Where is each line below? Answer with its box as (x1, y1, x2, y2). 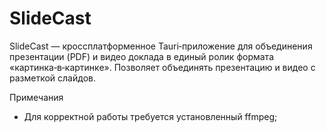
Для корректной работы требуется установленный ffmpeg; (23, 110, 278, 122)
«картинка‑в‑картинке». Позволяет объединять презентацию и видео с (9, 61, 316, 73)
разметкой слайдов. (9, 72, 96, 84)
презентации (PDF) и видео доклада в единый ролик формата (9, 50, 274, 62)
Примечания (9, 91, 64, 103)
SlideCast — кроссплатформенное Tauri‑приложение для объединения (9, 40, 313, 52)
